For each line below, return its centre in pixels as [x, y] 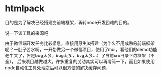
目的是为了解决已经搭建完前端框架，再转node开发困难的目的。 [68, 22]
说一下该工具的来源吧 [27, 33]
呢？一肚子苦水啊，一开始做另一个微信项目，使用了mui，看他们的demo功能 [81, 49]
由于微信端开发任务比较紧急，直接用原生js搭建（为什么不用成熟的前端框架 [80, 43]
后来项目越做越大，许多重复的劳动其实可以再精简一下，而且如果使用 [86, 61]
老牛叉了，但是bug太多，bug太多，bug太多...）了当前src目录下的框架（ [78, 55]
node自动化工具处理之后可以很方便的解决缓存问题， [58, 67]
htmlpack [25, 9]
